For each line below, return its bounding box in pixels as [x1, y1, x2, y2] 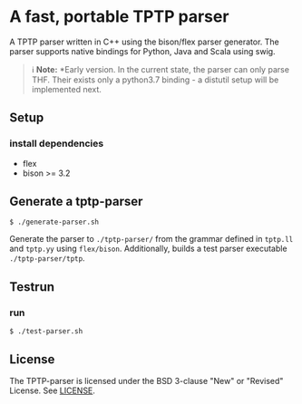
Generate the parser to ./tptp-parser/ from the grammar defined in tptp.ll [9, 234, 294, 245]
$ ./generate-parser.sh [9, 217, 100, 227]
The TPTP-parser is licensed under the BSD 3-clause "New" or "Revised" [9, 375, 284, 386]
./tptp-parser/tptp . [9, 253, 85, 264]
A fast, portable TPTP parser [9, 6, 229, 27]
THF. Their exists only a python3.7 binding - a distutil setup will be [31, 74, 279, 85]
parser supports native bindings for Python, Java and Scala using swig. [9, 45, 276, 56]
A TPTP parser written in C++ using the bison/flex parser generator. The [9, 36, 279, 47]
